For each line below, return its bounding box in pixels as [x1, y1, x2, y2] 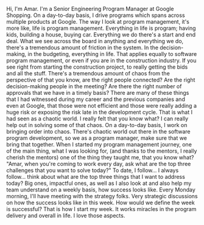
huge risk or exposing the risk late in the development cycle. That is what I [6, 109, 193, 116]
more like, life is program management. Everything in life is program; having [6, 24, 196, 32]
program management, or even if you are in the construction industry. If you [6, 57, 197, 64]
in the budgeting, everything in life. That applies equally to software [27, 50, 197, 57]
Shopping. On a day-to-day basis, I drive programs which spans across [6, 12, 185, 19]
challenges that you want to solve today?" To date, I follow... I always [6, 167, 179, 174]
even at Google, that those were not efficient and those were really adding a [6, 102, 197, 109]
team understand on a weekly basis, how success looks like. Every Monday [6, 186, 196, 193]
